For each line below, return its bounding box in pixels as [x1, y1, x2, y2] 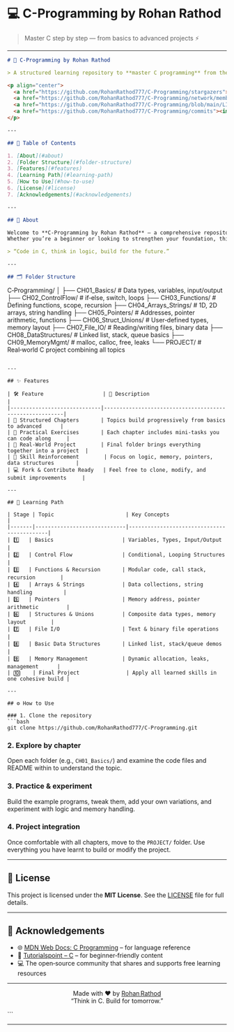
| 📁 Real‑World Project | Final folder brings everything [7, 441, 201, 448]
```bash [7, 718, 30, 725]
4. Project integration [7, 822, 81, 832]
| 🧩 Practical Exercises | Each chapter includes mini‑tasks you [7, 429, 219, 436]
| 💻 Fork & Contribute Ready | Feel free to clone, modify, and [7, 466, 207, 473]
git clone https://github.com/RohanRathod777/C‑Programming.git [7, 724, 198, 731]
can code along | [7, 435, 70, 442]
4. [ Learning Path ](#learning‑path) [7, 172, 114, 179]
